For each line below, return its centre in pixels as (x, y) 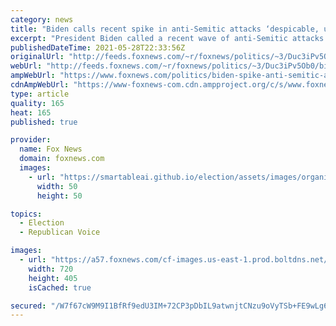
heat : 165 (31, 112)
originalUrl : (37, 57)
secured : (28, 306)
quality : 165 (37, 103)
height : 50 (59, 196)
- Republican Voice (60, 232)
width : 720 (51, 269)
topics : (26, 214)
